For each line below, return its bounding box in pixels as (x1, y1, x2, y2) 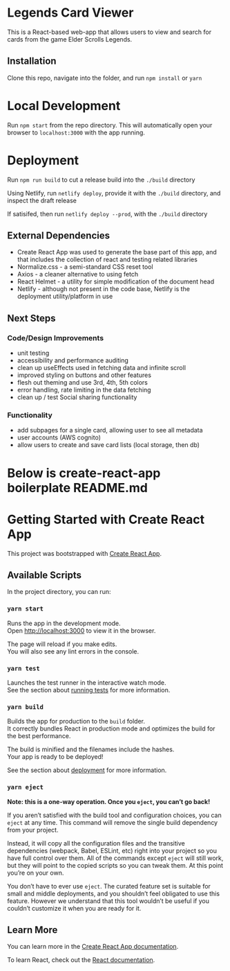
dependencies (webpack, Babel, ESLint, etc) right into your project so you (7, 846, 218, 855)
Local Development (7, 98, 121, 114)
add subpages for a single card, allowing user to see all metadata (17, 426, 203, 435)
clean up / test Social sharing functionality (17, 393, 137, 401)
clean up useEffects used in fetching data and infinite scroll (17, 364, 186, 372)
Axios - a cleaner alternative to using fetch (17, 270, 139, 279)
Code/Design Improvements (7, 333, 104, 342)
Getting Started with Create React (7, 511, 205, 527)
